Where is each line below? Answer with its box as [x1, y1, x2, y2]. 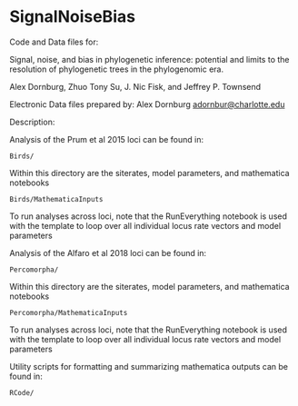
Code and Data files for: [9, 36, 99, 47]
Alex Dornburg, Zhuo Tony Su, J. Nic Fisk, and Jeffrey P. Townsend [9, 81, 262, 92]
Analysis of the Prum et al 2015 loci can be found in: [9, 134, 204, 144]
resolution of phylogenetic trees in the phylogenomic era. [9, 64, 224, 74]
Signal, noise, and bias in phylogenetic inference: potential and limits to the [9, 54, 290, 64]
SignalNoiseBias [9, 6, 136, 27]
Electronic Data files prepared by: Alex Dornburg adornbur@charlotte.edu [9, 98, 285, 110]
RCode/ [9, 388, 35, 397]
